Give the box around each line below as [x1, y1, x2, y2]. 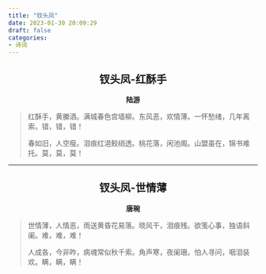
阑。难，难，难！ [27, 230, 84, 240]
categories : [8, 33, 47, 42]
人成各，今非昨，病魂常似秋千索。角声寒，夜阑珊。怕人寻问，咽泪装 [27, 247, 250, 257]
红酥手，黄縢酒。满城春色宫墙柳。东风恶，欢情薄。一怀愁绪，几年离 [27, 112, 250, 121]
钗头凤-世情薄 [99, 181, 167, 195]
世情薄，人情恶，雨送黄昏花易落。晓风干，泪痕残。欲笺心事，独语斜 [27, 220, 250, 230]
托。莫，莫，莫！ [27, 148, 84, 158]
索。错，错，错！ [27, 121, 84, 131]
